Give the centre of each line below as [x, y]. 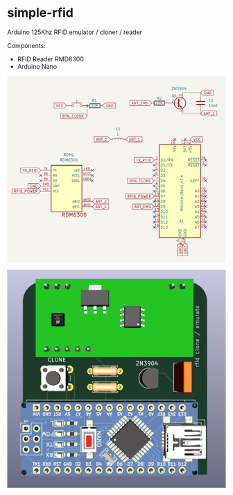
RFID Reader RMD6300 [51, 59]
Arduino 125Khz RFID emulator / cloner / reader [75, 32]
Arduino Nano [37, 66]
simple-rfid [41, 13]
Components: [27, 45]
